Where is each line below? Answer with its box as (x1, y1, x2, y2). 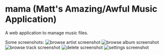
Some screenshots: (5, 39, 44, 45)
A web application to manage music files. (5, 30, 88, 36)
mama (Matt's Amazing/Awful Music (5, 3, 158, 15)
